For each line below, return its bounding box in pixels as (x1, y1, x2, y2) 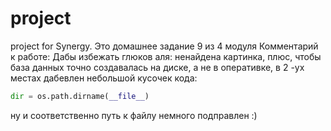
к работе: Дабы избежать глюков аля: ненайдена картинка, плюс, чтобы (10, 50, 322, 62)
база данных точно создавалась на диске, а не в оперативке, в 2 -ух (10, 61, 305, 73)
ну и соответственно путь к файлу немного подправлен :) (10, 109, 258, 121)
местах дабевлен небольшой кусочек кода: (10, 72, 198, 84)
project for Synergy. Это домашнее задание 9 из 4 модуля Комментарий (10, 40, 319, 52)
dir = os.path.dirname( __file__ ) (10, 91, 150, 101)
